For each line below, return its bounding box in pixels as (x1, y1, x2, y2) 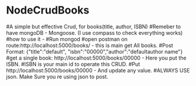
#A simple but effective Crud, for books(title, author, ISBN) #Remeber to (6, 23, 181, 30)
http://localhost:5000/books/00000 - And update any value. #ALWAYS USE (6, 67, 190, 74)
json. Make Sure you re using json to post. (6, 73, 109, 80)
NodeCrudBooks (6, 4, 90, 17)
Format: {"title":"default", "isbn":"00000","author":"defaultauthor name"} (6, 48, 183, 55)
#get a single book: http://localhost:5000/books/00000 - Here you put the (6, 54, 187, 61)
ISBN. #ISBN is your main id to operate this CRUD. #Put (6, 60, 141, 68)
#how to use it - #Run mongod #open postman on (6, 35, 128, 42)
